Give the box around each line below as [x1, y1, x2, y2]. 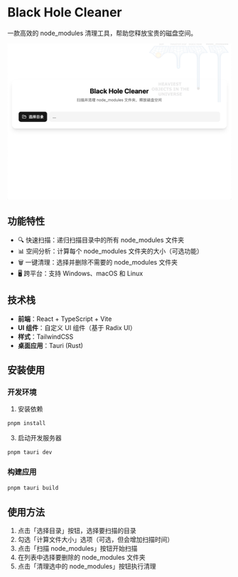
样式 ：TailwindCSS [17, 332, 74, 341]
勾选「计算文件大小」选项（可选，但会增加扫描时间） [17, 535, 174, 543]
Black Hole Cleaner [7, 4, 122, 21]
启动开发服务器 [17, 434, 62, 442]
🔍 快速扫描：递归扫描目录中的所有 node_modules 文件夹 [17, 235, 185, 244]
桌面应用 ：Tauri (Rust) [17, 341, 84, 349]
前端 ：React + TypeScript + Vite [17, 315, 112, 323]
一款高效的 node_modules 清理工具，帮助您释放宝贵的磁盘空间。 [7, 29, 198, 37]
